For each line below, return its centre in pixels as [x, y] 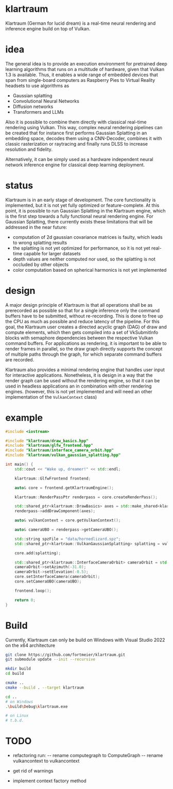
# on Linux [17, 716]
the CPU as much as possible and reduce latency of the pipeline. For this [82, 321]
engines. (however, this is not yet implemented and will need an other [79, 391]
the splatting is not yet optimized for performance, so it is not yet [81, 248]
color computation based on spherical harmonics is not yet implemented [90, 270]
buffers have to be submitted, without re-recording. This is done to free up [84, 316]
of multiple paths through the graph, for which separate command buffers [84, 354]
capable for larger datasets [52, 253]
